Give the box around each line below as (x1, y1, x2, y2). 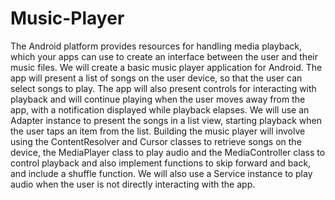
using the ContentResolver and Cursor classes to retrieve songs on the (10, 135, 302, 147)
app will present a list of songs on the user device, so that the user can (10, 72, 303, 84)
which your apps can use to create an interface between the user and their (10, 50, 318, 62)
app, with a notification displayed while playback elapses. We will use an (10, 103, 310, 116)
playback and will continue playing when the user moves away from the (10, 93, 306, 105)
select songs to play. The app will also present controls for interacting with (10, 82, 317, 94)
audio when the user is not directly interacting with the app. (10, 178, 256, 190)
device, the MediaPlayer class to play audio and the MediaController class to (10, 146, 326, 158)
